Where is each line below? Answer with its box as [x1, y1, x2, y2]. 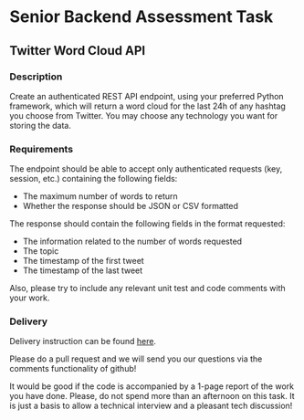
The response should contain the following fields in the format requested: [9, 218, 286, 229]
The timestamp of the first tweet [22, 256, 144, 267]
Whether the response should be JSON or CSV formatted [22, 201, 239, 212]
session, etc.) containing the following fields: [9, 173, 178, 184]
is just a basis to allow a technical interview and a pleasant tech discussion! [9, 400, 293, 412]
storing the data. [9, 120, 71, 131]
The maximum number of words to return [22, 191, 178, 202]
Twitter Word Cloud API [9, 43, 146, 58]
